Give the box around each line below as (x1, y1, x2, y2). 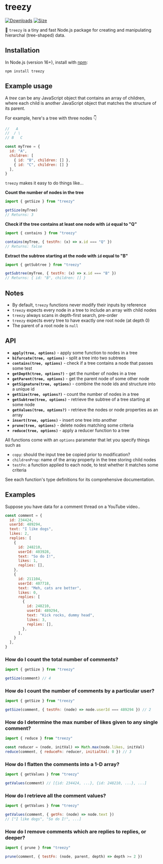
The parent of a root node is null (12, 323, 79, 328)
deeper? (5, 834, 25, 841)
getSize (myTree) (5, 208, 38, 213)
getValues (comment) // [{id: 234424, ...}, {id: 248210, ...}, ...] (5, 781, 147, 786)
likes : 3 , (26, 617, 47, 622)
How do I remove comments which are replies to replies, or (5, 828, 146, 835)
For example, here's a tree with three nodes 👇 (5, 115, 97, 121)
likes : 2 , (9, 531, 29, 536)
